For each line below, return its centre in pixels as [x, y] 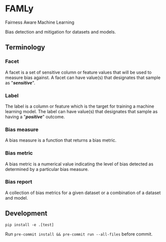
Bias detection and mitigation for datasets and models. [61, 32]
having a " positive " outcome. [35, 117]
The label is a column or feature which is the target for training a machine [80, 106]
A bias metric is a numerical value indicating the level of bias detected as [79, 164]
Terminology [25, 47]
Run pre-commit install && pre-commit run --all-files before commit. [79, 234]
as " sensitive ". [20, 82]
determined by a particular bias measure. [47, 169]
